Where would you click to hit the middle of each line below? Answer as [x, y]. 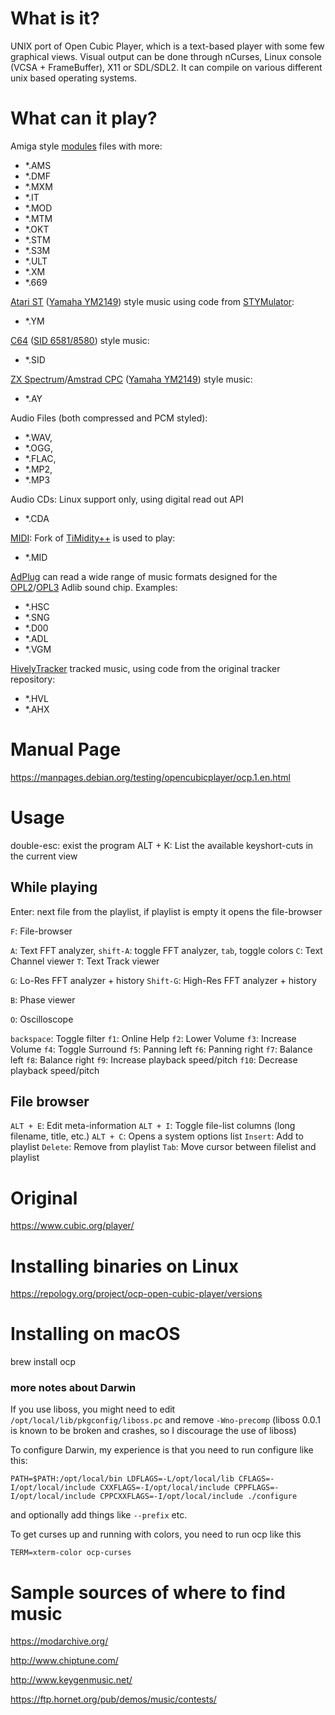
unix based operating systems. [74, 78]
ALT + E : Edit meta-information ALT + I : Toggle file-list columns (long [153, 1126]
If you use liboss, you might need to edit [93, 1409]
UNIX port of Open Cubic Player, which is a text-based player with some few [167, 46]
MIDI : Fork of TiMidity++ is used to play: [93, 538]
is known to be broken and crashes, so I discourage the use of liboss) [153, 1431]
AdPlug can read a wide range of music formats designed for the [144, 576]
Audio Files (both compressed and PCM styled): [109, 418]
